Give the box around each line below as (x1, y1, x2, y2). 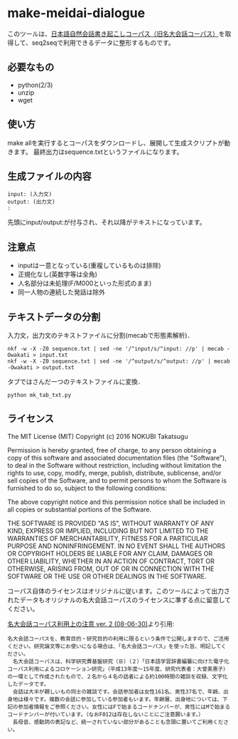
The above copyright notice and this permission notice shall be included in (7, 497, 225, 506)
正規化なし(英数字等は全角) (17, 270, 98, 279)
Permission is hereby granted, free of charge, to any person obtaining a (7, 445, 217, 454)
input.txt (38, 351, 69, 358)
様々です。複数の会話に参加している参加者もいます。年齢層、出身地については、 (23, 696, 222, 703)
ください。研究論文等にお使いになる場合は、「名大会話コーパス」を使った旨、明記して (7, 643, 222, 650)
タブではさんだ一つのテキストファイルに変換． (7, 378, 144, 386)
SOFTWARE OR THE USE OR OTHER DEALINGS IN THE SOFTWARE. (7, 572, 207, 580)
